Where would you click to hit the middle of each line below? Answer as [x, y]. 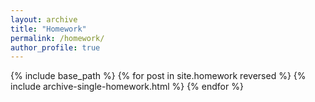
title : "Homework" [48, 29]
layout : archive [44, 19]
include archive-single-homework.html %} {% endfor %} [127, 87]
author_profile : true [55, 47]
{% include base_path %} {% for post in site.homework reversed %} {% [158, 76]
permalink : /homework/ [57, 38]
